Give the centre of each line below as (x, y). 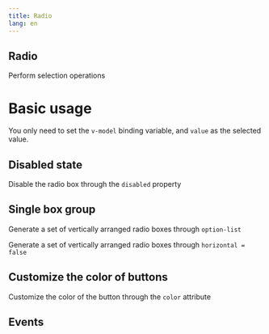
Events (26, 322)
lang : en (23, 23)
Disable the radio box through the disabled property (95, 184)
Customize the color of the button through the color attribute (110, 297)
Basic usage (50, 108)
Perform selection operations (57, 76)
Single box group (52, 210)
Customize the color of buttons (88, 277)
